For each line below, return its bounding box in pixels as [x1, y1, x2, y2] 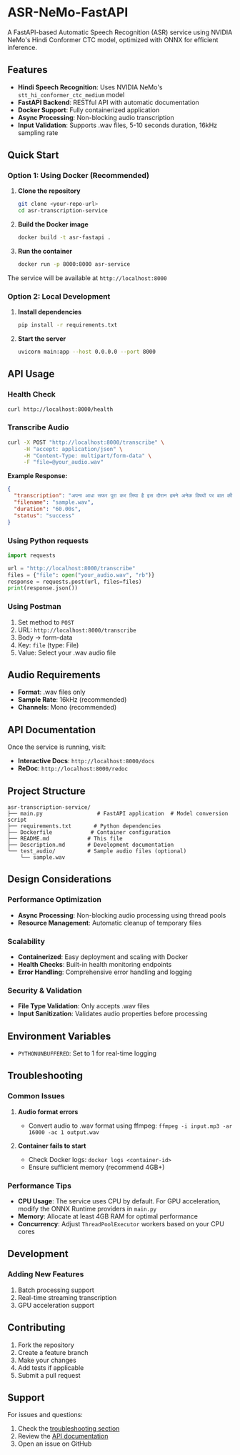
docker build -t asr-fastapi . [17, 234, 111, 242]
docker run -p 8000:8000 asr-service [17, 261, 131, 268]
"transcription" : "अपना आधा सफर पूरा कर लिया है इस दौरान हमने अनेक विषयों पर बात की [14, 492, 233, 500]
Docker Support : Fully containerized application [17, 105, 160, 114]
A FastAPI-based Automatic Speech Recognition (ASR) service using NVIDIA [7, 28, 233, 36]
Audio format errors [17, 1107, 79, 1116]
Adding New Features [7, 1269, 84, 1279]
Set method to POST [17, 617, 75, 626]
